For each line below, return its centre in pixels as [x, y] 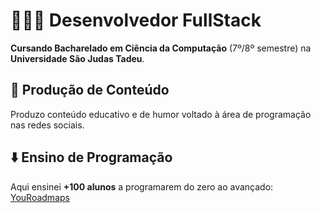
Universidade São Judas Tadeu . [77, 58]
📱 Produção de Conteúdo [90, 90]
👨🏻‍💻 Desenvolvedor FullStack [136, 20]
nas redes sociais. [47, 125]
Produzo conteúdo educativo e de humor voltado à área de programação [161, 114]
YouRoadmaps [40, 197]
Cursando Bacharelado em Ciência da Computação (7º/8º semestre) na [161, 48]
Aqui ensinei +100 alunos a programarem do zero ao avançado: [142, 186]
